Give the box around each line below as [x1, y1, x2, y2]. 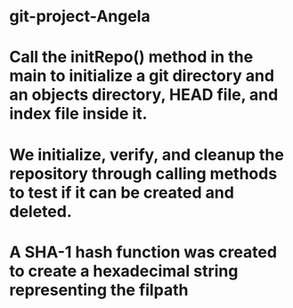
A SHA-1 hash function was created [9, 242, 278, 262]
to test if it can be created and [9, 182, 234, 202]
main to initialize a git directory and [9, 66, 274, 86]
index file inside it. [9, 104, 148, 124]
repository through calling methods [9, 163, 278, 183]
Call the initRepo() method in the [9, 47, 254, 68]
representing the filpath [9, 280, 189, 300]
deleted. [9, 201, 73, 222]
